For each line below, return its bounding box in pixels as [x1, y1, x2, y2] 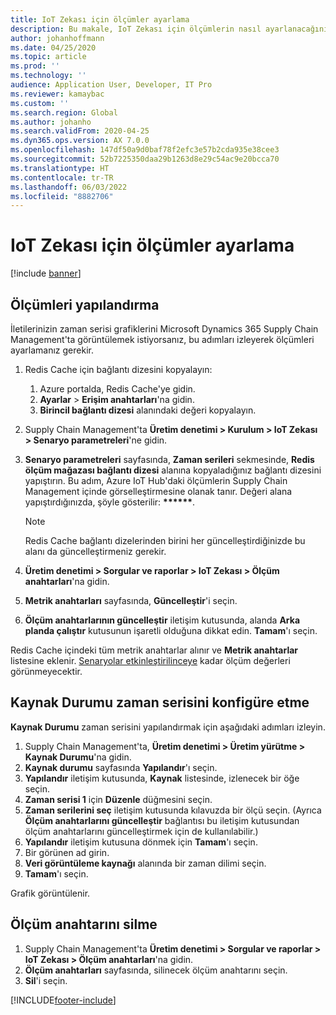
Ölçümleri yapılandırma [10, 296, 160, 313]
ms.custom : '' [10, 98, 70, 108]
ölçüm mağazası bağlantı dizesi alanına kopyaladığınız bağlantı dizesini [24, 464, 322, 476]
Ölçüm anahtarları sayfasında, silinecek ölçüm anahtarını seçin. [24, 964, 288, 976]
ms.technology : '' [10, 71, 87, 81]
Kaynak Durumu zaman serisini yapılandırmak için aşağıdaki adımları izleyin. [10, 721, 326, 733]
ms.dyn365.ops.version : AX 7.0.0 [10, 136, 150, 146]
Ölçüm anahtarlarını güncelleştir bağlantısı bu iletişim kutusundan [24, 814, 300, 826]
